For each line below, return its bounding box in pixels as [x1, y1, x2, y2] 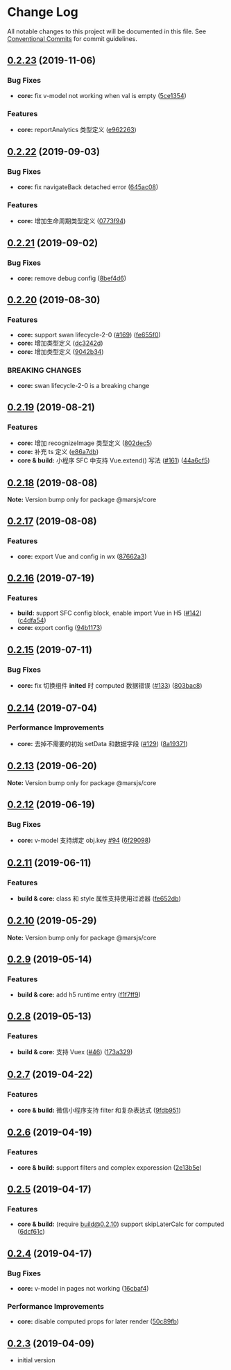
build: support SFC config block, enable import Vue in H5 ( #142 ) [17, 609, 203, 618]
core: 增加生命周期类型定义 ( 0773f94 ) [17, 216, 126, 225]
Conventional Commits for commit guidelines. [7, 34, 137, 42]
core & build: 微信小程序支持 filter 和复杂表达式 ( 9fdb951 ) [17, 1106, 182, 1114]
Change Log [7, 4, 78, 20]
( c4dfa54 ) [17, 616, 46, 624]
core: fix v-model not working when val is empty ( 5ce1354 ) [17, 91, 187, 99]
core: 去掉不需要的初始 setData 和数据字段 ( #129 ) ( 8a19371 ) [17, 739, 189, 748]
